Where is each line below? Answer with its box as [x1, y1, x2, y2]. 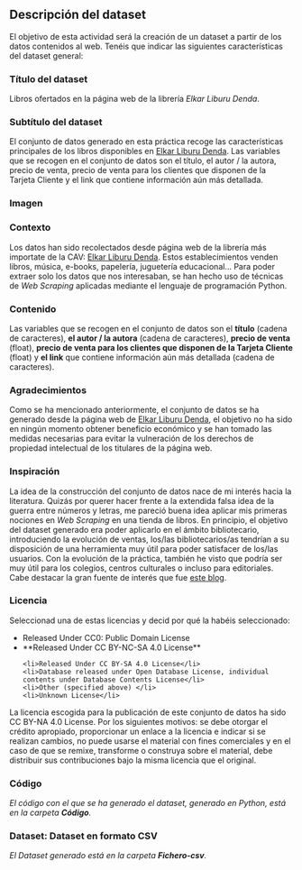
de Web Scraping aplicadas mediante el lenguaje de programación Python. [9, 279, 288, 291]
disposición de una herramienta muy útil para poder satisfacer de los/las [9, 543, 279, 554]
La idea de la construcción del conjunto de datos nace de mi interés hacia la [9, 486, 292, 497]
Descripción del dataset [9, 7, 147, 23]
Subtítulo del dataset [9, 116, 103, 129]
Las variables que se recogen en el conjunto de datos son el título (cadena [9, 323, 288, 334]
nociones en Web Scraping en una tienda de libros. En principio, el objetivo [9, 514, 288, 526]
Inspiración [9, 465, 60, 478]
